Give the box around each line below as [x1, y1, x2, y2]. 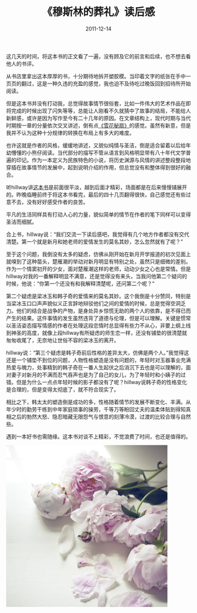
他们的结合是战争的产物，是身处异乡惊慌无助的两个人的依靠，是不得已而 [16, 307, 191, 314]
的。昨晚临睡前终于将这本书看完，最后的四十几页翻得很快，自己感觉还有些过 [6, 191, 191, 198]
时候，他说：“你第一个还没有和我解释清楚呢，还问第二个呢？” [6, 280, 155, 287]
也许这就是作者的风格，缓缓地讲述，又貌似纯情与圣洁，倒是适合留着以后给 [6, 142, 186, 149]
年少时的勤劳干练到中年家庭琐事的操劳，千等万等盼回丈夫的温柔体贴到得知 [6, 405, 186, 412]
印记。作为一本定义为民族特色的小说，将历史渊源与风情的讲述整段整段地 [16, 156, 191, 164]
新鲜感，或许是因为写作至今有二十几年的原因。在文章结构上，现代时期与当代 [6, 114, 191, 121]
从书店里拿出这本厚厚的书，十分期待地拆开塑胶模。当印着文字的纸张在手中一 [6, 72, 191, 79]
